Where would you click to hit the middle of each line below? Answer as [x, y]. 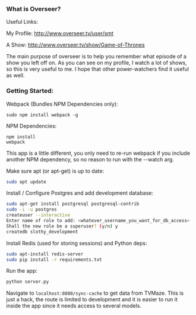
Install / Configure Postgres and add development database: [80, 193]
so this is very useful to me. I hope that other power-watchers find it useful [97, 69]
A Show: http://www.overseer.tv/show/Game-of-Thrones [75, 45]
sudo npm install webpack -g [42, 115]
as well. [15, 76]
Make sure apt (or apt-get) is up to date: [55, 171]
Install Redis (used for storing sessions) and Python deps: [77, 243]
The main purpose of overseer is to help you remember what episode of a [97, 57]
